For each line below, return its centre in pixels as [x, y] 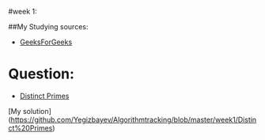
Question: [42, 74]
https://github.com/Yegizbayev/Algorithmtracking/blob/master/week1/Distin [134, 119]
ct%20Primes [30, 128]
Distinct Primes [44, 96]
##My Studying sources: [48, 26]
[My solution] [30, 111]
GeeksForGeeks [46, 42]
